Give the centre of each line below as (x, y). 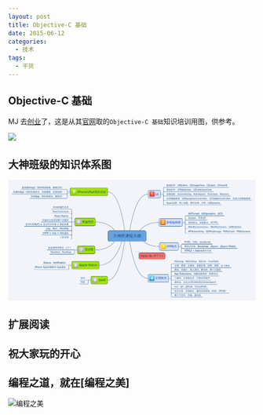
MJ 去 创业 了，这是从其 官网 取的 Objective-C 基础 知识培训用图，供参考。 (124, 121)
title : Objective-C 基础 (47, 25)
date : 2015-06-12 (37, 33)
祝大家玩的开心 (44, 353)
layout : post (29, 16)
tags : (17, 58)
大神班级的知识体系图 (60, 165)
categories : (27, 42)
